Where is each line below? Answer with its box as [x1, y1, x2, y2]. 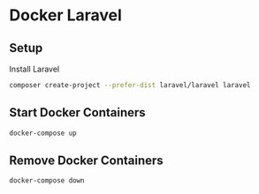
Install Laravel [9, 63, 60, 74]
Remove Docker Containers [9, 153, 164, 168]
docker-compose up [9, 129, 77, 138]
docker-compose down [9, 176, 86, 185]
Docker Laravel [9, 5, 122, 26]
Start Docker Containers [9, 105, 146, 120]
